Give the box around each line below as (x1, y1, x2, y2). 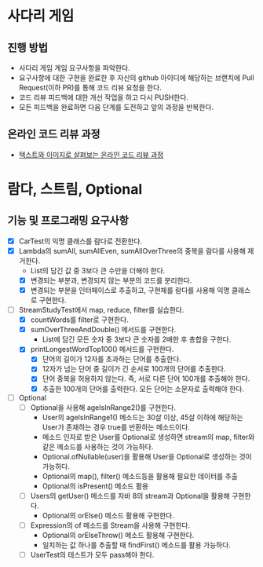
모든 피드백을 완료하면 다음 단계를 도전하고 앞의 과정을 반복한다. (18, 103, 214, 112)
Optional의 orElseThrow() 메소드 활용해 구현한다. (42, 530, 195, 540)
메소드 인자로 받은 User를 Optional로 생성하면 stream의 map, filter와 (42, 432, 255, 441)
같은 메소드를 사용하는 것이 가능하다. (42, 441, 154, 452)
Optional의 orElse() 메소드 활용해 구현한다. (42, 510, 174, 520)
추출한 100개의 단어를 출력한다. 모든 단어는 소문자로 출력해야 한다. (42, 384, 245, 393)
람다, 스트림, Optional (7, 181, 143, 198)
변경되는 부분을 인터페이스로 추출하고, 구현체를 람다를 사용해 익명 (30, 286, 230, 294)
